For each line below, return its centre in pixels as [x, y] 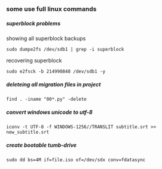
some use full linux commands [51, 9]
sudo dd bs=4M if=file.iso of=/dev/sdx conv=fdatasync [76, 160]
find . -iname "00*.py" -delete [46, 99]
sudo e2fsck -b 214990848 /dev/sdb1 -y [56, 71]
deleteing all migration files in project [54, 84]
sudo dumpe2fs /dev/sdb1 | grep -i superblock [65, 49]
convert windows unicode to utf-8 [49, 112]
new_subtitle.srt [28, 132]
